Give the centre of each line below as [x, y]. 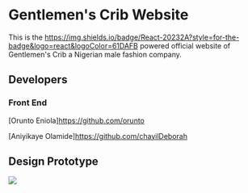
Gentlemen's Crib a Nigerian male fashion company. [95, 54]
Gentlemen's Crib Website [99, 15]
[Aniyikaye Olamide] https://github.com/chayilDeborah [98, 136]
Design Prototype [53, 162]
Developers [38, 80]
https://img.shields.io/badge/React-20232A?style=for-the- [142, 37]
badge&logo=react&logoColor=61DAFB [74, 45]
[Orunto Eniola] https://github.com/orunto [77, 120]
